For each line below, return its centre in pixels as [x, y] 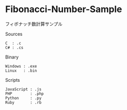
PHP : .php [24, 94]
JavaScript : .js [23, 89]
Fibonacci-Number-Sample [64, 9]
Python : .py [23, 98]
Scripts [13, 80]
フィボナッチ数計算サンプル [34, 24]
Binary [12, 57]
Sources [14, 34]
